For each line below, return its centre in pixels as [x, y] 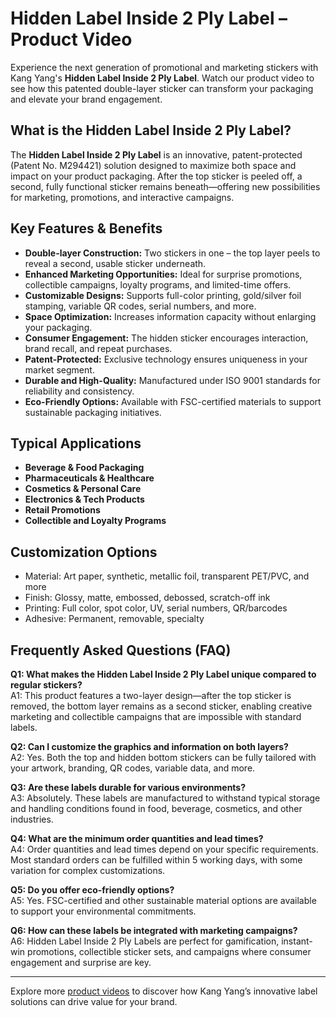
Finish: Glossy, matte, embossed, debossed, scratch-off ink [147, 598]
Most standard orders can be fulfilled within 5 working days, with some [156, 860]
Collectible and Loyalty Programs [95, 521]
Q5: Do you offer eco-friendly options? [92, 890]
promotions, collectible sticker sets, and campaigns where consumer [169, 951]
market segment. [59, 369]
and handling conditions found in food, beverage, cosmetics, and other [156, 808]
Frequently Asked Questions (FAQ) [121, 650]
